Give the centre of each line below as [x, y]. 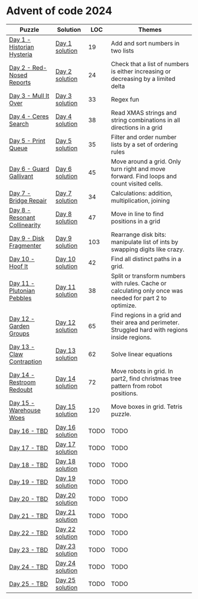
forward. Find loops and [144, 176]
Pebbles [20, 298]
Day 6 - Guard [29, 168]
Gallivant [21, 176]
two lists [123, 50]
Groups [19, 333]
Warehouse [25, 410]
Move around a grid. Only [146, 161]
